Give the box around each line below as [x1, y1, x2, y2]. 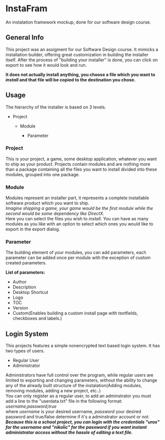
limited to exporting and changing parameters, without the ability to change [5, 377, 158, 383]
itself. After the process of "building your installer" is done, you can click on [5, 57, 158, 63]
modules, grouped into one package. [5, 171, 80, 177]
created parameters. [5, 260, 47, 266]
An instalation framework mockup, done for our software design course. [5, 19, 151, 25]
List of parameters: [5, 269, 46, 275]
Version [12, 305, 28, 311]
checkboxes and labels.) [12, 315, 62, 321]
